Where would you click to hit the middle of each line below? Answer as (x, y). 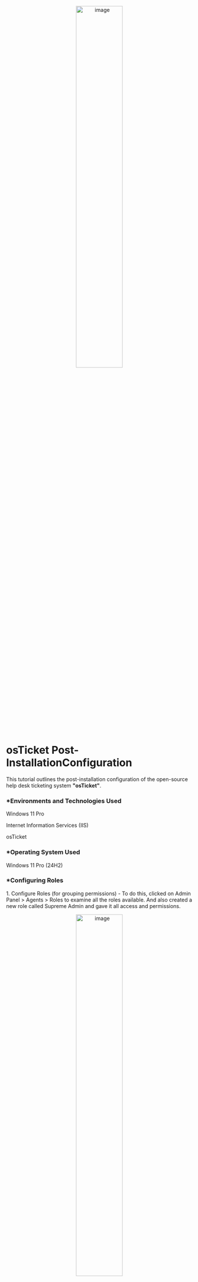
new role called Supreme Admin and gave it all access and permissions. (94, 906)
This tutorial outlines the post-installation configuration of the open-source (97, 779)
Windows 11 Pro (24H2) (35, 865)
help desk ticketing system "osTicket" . (54, 785)
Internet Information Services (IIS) (47, 826)
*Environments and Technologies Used (64, 801)
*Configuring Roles (35, 880)
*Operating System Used (43, 852)
